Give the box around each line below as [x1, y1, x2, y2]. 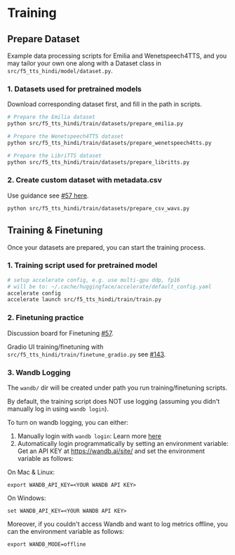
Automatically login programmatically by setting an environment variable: [17, 439, 229, 447]
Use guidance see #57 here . [7, 191, 89, 200]
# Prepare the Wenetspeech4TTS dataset [7, 133, 124, 140]
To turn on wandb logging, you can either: [7, 418, 128, 426]
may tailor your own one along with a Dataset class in [7, 59, 161, 68]
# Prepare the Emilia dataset [7, 114, 96, 121]
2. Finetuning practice [7, 313, 84, 323]
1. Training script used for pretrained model [7, 260, 158, 270]
